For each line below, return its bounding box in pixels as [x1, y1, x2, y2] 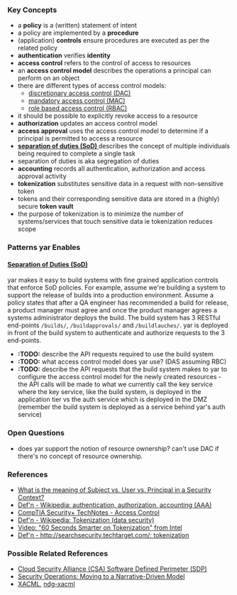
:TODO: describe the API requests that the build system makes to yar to [17, 365, 228, 373]
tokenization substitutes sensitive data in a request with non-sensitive [17, 180, 224, 188]
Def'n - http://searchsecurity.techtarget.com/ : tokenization [17, 531, 189, 540]
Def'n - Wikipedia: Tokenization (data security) [17, 516, 155, 525]
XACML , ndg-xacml [17, 580, 76, 589]
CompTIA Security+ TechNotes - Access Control [17, 508, 160, 517]
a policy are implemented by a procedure [17, 28, 139, 37]
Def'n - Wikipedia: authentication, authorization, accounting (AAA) [17, 501, 212, 509]
